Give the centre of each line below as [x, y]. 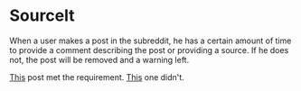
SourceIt [42, 16]
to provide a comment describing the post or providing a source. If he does [149, 50]
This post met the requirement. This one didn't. [97, 77]
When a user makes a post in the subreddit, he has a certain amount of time [150, 41]
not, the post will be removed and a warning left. [99, 59]
